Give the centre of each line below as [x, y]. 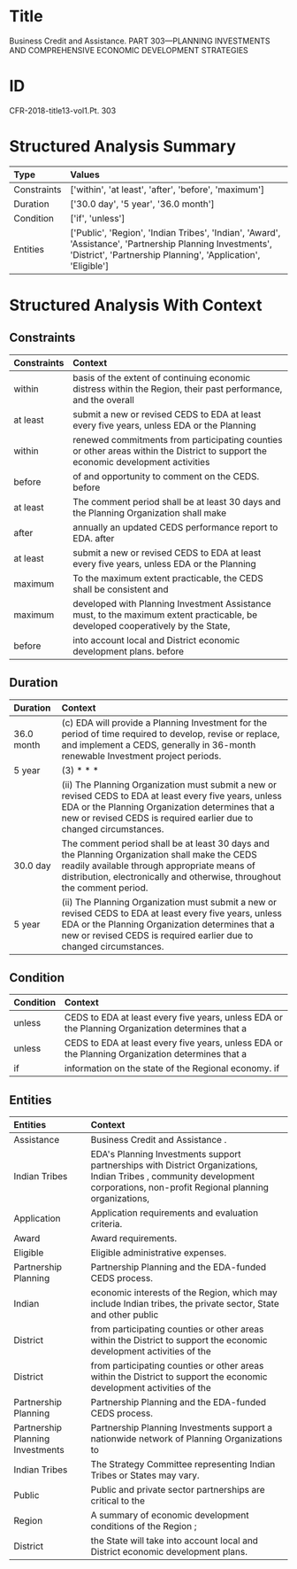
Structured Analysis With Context [136, 305]
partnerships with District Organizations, [174, 1165]
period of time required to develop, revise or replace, [171, 734]
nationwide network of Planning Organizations [187, 1439]
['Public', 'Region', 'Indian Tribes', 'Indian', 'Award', [175, 232]
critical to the [118, 1501]
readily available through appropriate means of [159, 866]
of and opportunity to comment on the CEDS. [166, 476]
